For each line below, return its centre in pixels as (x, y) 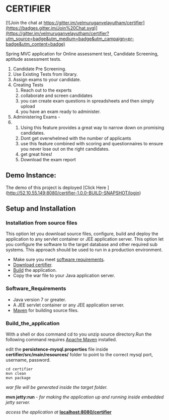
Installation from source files (41, 223)
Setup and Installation (41, 209)
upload (28, 106)
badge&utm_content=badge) (35, 44)
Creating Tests (28, 85)
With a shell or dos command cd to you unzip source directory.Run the (79, 334)
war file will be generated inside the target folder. (57, 387)
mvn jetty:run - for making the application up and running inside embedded (85, 397)
